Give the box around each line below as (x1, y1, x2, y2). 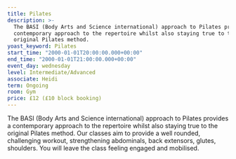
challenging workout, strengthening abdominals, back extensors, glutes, (7, 137, 216, 144)
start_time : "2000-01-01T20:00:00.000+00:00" (7, 50, 143, 57)
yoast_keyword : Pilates (7, 43, 77, 50)
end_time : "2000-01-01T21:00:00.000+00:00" (7, 56, 137, 63)
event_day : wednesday (7, 62, 71, 69)
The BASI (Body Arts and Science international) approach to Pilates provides (7, 114, 229, 123)
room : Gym (7, 88, 37, 95)
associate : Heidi (7, 75, 58, 83)
